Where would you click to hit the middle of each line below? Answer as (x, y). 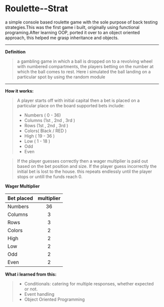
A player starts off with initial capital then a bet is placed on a (78, 100)
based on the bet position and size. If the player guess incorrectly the (87, 166)
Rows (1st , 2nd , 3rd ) (46, 125)
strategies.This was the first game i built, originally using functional (72, 27)
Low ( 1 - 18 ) (37, 141)
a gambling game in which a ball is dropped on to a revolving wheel (85, 61)
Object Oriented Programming (54, 299)
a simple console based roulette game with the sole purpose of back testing (81, 22)
